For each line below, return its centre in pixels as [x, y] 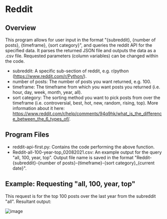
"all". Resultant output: [28, 201]
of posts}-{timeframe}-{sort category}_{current [106, 163]
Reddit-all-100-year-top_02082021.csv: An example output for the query [87, 152]
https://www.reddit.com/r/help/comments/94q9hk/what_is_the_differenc [87, 114]
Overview [21, 28]
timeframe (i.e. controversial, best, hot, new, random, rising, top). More [85, 103]
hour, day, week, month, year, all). [47, 92]
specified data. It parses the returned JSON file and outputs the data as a [80, 50]
